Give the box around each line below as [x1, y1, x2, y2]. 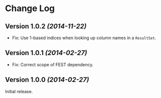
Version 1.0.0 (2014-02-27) [5, 76, 89, 84]
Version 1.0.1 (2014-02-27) [5, 49, 87, 57]
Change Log [5, 3, 55, 14]
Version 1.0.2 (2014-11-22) [5, 22, 87, 30]
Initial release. [5, 88, 33, 94]
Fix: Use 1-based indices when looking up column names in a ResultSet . [12, 35, 157, 41]
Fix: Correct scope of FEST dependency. [12, 61, 94, 68]
